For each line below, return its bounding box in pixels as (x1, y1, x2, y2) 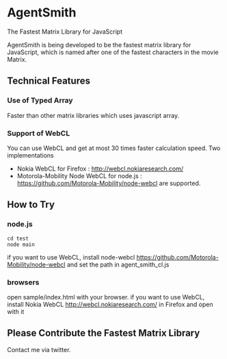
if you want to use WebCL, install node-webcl (7, 253, 135, 261)
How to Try (7, 199, 55, 210)
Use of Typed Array (7, 96, 73, 106)
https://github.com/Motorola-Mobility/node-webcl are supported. (16, 179, 201, 187)
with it (7, 307, 25, 316)
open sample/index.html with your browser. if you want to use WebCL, (7, 293, 205, 301)
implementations (7, 151, 55, 159)
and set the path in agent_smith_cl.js (66, 260, 170, 269)
